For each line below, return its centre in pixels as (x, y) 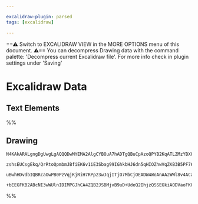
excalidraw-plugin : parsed (39, 16)
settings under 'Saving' (34, 63)
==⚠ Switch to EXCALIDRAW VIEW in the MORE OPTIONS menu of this (93, 44)
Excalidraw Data (47, 86)
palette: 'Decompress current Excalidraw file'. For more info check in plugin (98, 56)
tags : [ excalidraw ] (30, 22)
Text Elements (33, 108)
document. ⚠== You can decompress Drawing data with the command (92, 50)
